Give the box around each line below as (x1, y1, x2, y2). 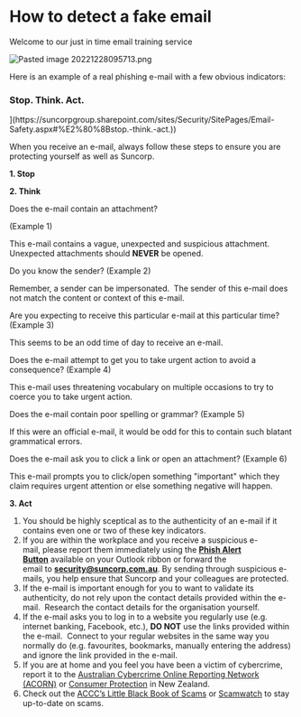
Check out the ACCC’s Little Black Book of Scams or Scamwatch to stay (22, 688, 290, 699)
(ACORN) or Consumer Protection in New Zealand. (22, 679, 210, 690)
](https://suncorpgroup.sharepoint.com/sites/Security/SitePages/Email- (9, 115, 275, 126)
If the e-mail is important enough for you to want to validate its (22, 582, 254, 593)
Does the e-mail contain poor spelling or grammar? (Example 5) (9, 409, 245, 420)
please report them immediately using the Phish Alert (41, 545, 242, 555)
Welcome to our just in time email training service (9, 36, 193, 47)
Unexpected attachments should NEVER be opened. (9, 248, 205, 259)
